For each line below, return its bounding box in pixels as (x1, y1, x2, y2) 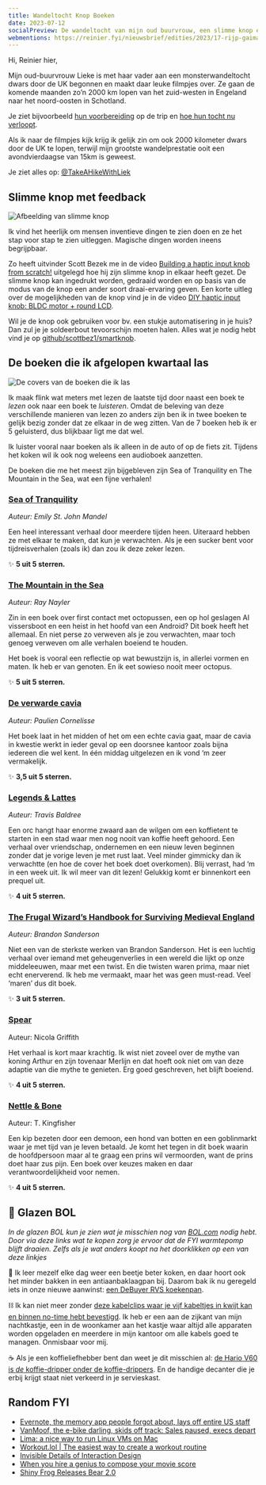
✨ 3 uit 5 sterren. (8, 994, 66, 1004)
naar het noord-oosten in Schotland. (8, 96, 127, 105)
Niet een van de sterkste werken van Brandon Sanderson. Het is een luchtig (8, 945, 256, 955)
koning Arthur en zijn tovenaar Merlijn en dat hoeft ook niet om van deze (8, 1056, 244, 1066)
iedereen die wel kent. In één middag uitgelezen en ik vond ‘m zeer (8, 748, 226, 757)
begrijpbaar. (8, 243, 47, 254)
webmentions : (8, 33, 51, 42)
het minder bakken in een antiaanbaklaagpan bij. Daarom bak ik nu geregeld (8, 1276, 256, 1285)
